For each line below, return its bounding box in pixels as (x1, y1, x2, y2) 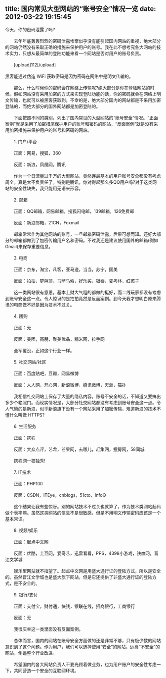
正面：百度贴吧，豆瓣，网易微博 (13, 370, 79, 376)
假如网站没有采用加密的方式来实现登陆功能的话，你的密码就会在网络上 (13, 91, 157, 97)
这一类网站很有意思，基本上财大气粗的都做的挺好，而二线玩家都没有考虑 (13, 289, 161, 295)
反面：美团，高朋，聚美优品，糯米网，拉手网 (13, 336, 105, 342)
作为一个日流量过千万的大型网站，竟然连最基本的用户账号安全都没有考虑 (13, 173, 161, 179)
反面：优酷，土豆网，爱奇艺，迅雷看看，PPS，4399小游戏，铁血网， (13, 550, 154, 556)
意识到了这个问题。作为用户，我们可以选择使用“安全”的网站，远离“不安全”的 (5, 643, 160, 650)
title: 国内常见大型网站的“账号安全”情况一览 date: (5, 4, 157, 13)
